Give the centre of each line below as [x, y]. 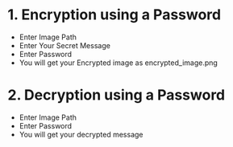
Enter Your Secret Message [64, 45]
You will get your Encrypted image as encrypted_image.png [119, 63]
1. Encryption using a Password [114, 15]
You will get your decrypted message [81, 134]
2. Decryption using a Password [116, 95]
